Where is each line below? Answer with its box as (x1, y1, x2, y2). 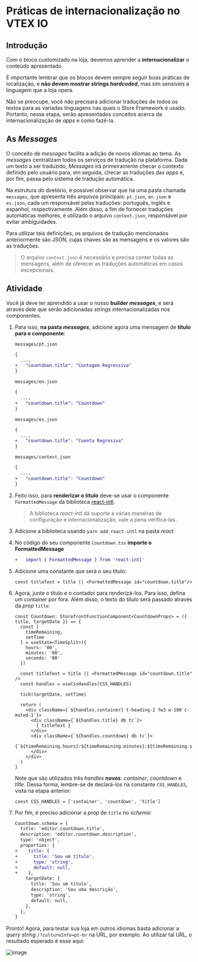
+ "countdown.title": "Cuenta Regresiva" (14, 438, 124, 444)
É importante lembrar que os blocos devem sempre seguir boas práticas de (6, 74, 190, 81)
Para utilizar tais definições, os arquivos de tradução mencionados (6, 230, 168, 237)
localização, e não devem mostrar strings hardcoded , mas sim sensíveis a (6, 80, 189, 87)
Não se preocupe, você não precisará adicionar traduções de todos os (6, 98, 178, 105)
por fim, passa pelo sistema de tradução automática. (6, 175, 135, 182)
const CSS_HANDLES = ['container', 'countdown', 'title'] (14, 798, 161, 805)
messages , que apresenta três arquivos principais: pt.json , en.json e (6, 193, 171, 200)
